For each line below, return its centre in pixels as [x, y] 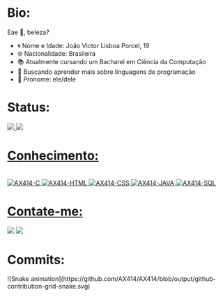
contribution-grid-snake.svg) [49, 287]
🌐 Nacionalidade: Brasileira [56, 53]
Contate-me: [45, 211]
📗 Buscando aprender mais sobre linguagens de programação [107, 72]
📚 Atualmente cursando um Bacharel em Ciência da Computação [111, 61]
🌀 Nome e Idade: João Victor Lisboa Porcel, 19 [83, 45]
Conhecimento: [53, 156]
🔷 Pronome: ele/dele [47, 79]
